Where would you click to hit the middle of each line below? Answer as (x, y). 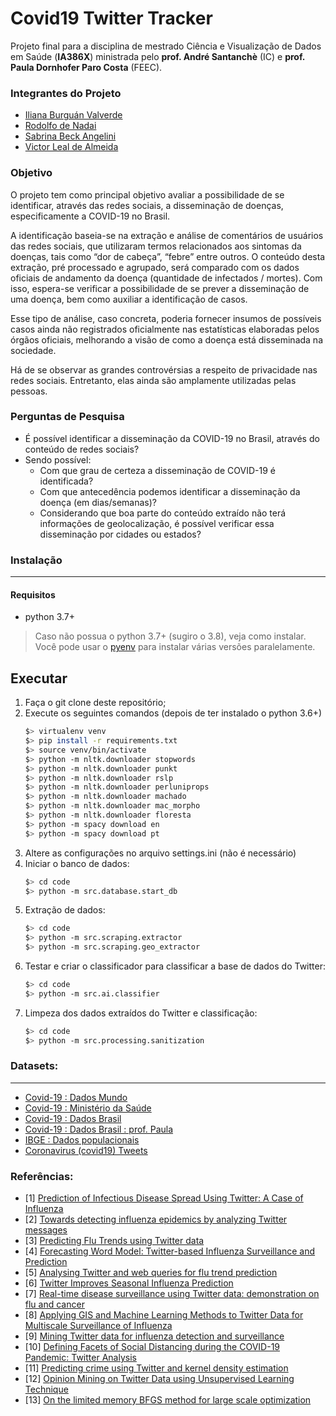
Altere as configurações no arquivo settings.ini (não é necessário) (160, 853)
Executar (39, 678)
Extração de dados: (65, 910)
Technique (46, 1389)
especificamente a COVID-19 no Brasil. (90, 216)
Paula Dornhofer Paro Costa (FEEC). (86, 67)
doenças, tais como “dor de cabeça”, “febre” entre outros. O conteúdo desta (168, 256)
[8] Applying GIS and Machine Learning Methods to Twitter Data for (164, 1315)
